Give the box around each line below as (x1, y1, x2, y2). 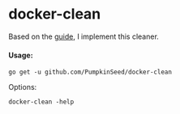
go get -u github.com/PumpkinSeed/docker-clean (8, 68, 173, 77)
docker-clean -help (8, 98, 75, 106)
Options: (8, 82, 37, 92)
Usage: (8, 50, 34, 60)
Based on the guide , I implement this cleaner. (8, 32, 160, 41)
